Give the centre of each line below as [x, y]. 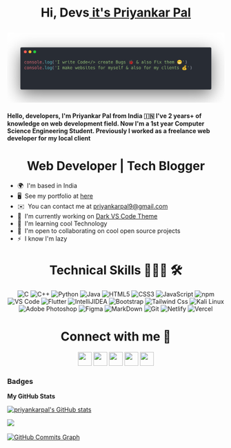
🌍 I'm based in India [47, 185]
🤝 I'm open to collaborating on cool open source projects [99, 231]
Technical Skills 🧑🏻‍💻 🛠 [116, 271]
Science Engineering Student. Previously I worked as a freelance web [109, 131]
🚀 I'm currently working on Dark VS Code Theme [87, 216]
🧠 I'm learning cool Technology [62, 223]
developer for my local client [49, 138]
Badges [20, 381]
